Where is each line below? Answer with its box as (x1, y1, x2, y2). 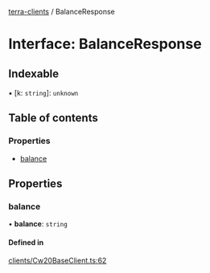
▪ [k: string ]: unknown (8, 88, 79, 97)
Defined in (8, 237, 44, 247)
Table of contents (8, 112, 98, 125)
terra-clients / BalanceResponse (8, 7, 115, 16)
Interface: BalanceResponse (8, 35, 203, 53)
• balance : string (8, 219, 68, 229)
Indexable (8, 67, 60, 80)
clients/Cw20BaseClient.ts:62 (8, 255, 107, 265)
